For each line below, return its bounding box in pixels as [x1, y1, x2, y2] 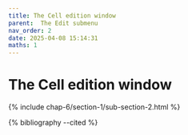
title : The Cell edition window [8, 11, 116, 20]
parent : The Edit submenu [8, 19, 98, 27]
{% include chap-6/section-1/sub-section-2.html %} [8, 102, 181, 112]
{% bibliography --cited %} [8, 117, 98, 128]
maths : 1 [8, 42, 38, 50]
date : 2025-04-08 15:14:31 [8, 34, 98, 42]
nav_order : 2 [8, 26, 52, 34]
